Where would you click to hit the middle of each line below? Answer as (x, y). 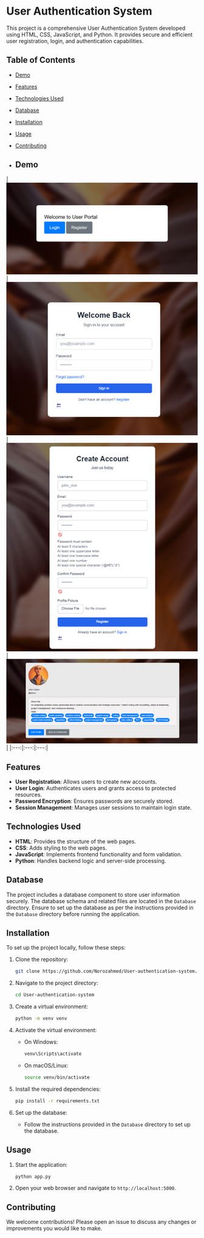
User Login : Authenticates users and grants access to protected (95, 788)
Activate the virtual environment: (56, 1030)
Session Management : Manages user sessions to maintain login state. (104, 808)
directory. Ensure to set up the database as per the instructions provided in (100, 908)
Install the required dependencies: (58, 1089)
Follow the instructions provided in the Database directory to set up (107, 1124)
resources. (29, 795)
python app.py (33, 1177)
